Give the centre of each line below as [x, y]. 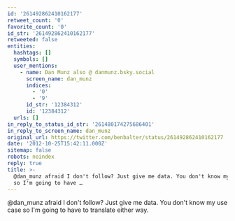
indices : [38, 85]
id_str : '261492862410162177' [51, 33]
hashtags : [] [33, 53]
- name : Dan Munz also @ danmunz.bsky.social [87, 72]
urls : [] [26, 117]
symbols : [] [31, 59]
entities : [22, 46]
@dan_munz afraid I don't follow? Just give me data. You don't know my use [117, 203]
